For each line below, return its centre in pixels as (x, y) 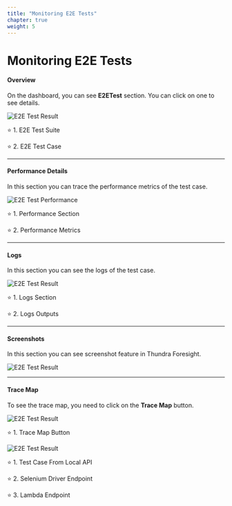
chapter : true (28, 20)
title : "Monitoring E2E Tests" (52, 13)
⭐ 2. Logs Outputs (33, 314)
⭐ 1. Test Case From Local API (50, 462)
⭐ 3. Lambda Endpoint (39, 495)
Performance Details (37, 171)
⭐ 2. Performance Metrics (44, 230)
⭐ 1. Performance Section (43, 213)
